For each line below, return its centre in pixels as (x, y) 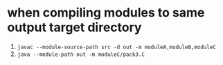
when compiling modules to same (106, 13)
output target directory (74, 27)
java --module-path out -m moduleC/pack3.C (81, 54)
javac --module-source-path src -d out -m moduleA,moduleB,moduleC (116, 47)
